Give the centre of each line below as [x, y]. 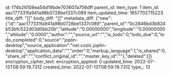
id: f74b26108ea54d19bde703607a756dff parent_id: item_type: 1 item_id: [82, 7]
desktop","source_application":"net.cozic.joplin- [56, 45]
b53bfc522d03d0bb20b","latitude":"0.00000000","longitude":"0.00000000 [85, 29]
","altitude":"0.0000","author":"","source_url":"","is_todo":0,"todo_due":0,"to [85, 34]
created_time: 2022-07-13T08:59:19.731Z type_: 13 [97, 67]
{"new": [104, 18]
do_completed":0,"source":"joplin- [42, 40]
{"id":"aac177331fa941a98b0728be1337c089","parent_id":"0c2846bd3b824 [85, 23]
